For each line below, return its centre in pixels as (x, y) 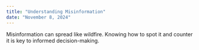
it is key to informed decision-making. (53, 40)
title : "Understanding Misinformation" (56, 12)
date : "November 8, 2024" (38, 17)
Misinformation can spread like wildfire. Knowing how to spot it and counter (99, 34)
